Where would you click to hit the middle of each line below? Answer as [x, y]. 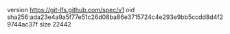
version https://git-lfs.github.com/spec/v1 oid [71, 10]
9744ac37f [23, 24]
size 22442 [56, 24]
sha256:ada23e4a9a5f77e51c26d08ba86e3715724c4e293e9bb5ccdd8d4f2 [115, 17]
